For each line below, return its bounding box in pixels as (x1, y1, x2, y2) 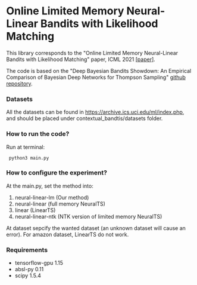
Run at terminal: (6, 143, 45, 151)
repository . (6, 79, 33, 87)
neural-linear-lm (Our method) (14, 194, 89, 201)
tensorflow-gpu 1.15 (14, 259, 64, 266)
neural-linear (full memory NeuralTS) (14, 200, 106, 207)
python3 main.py (8, 155, 49, 161)
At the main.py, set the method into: (6, 182, 93, 189)
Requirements (6, 246, 48, 254)
